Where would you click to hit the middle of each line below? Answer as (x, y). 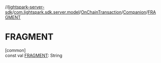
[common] (15, 50)
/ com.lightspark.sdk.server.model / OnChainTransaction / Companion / (80, 12)
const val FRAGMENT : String (34, 55)
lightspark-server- (26, 7)
